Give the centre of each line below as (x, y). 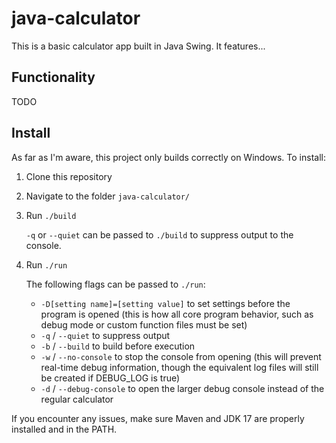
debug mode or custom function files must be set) (144, 324)
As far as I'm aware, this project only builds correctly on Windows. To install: (168, 157)
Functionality (53, 77)
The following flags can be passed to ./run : (115, 284)
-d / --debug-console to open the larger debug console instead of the (182, 388)
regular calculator (77, 399)
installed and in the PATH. (64, 429)
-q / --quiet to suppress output (105, 335)
